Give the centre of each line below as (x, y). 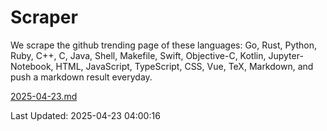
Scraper (44, 17)
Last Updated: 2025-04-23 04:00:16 (85, 115)
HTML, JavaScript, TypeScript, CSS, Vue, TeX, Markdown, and (184, 66)
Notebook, (32, 66)
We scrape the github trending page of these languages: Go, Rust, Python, (164, 45)
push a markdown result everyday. (81, 77)
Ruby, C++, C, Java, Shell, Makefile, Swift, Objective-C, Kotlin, (138, 55)
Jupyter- (286, 55)
